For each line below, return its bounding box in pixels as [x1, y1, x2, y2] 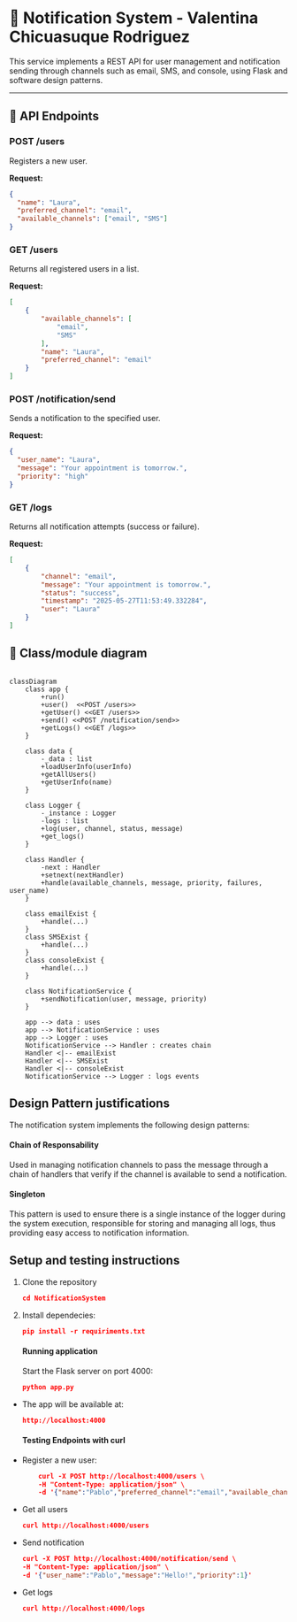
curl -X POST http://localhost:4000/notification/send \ [21, 1555, 237, 1564]
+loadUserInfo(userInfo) [41, 762, 133, 771]
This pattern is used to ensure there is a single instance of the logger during [9, 1208, 286, 1219]
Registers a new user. [9, 155, 88, 166]
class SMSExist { [25, 933, 89, 942]
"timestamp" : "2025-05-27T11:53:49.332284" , [41, 596, 208, 605]
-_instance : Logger [41, 809, 117, 818]
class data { [25, 747, 73, 756]
